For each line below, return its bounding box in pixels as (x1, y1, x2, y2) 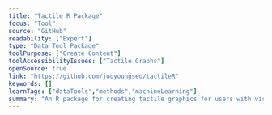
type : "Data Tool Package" (8, 42, 100, 50)
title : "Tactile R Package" (8, 11, 104, 20)
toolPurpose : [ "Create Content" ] (8, 49, 121, 57)
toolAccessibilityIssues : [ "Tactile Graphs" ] (8, 57, 164, 66)
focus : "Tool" (8, 19, 57, 28)
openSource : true (8, 65, 67, 73)
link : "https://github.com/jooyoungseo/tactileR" (8, 72, 180, 80)
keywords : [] (8, 79, 53, 87)
